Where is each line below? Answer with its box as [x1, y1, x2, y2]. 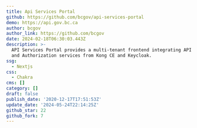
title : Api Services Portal [6, 8, 76, 15]
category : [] [6, 86, 38, 91]
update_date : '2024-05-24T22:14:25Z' [6, 101, 99, 108]
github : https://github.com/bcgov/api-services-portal [6, 14, 144, 20]
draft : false [6, 91, 38, 97]
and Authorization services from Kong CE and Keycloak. [11, 52, 152, 58]
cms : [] [6, 80, 25, 86]
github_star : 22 [6, 107, 46, 113]
